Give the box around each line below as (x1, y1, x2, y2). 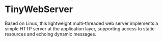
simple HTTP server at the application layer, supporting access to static (5, 25, 155, 31)
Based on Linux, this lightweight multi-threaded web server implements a (5, 20, 158, 26)
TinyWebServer (5, 4, 73, 15)
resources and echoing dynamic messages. (5, 31, 96, 37)
